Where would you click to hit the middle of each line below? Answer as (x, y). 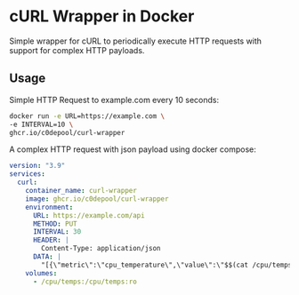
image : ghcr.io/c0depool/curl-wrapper (97, 199)
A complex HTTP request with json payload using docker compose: (133, 149)
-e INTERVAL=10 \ (41, 124)
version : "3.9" (37, 166)
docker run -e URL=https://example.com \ (87, 116)
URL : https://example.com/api (89, 215)
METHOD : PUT (55, 224)
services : (28, 174)
